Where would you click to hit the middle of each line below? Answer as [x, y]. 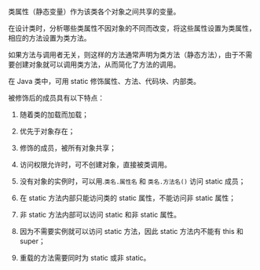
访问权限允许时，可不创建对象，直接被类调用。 [95, 164]
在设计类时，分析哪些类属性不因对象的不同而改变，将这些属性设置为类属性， [132, 28]
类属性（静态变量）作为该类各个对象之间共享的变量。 [94, 11]
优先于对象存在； [47, 131]
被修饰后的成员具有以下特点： [56, 98]
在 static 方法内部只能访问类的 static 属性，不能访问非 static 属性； [128, 198]
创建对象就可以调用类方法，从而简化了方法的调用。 [97, 64]
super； [32, 241]
